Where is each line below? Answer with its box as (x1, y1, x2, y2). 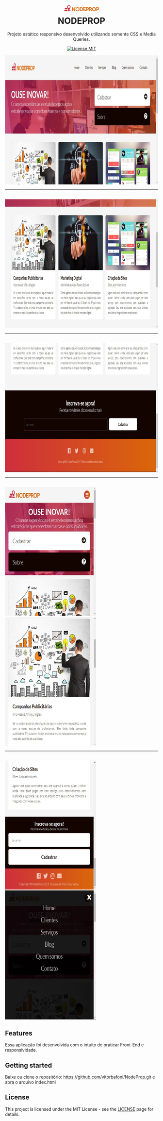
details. (5, 1111, 20, 1117)
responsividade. (5, 1047, 37, 1053)
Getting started (5, 1061, 52, 1070)
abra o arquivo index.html (5, 1079, 56, 1085)
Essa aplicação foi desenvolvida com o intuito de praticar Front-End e (5, 1042, 144, 1048)
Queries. (73, 36, 90, 42)
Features (5, 1029, 33, 1037)
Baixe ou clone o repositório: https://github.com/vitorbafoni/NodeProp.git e (5, 1074, 155, 1080)
